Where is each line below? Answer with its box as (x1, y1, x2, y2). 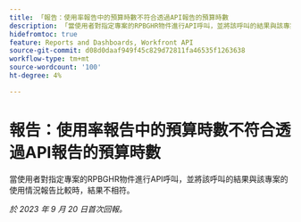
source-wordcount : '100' (9, 63, 102, 72)
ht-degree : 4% (9, 71, 63, 80)
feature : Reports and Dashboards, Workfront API (9, 37, 194, 47)
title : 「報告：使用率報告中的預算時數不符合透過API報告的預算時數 (9, 12, 230, 22)
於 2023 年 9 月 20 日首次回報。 (9, 203, 128, 214)
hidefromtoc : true (9, 29, 78, 38)
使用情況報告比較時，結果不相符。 (9, 185, 135, 195)
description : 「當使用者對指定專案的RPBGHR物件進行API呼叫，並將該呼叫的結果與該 (9, 21, 284, 30)
